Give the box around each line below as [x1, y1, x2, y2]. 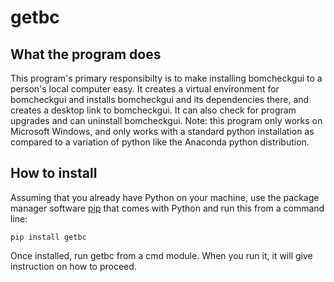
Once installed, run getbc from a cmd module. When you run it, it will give [10, 249, 313, 261]
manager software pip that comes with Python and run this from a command [10, 202, 325, 214]
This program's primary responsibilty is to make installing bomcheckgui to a [10, 72, 323, 84]
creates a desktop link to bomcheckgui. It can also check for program [10, 104, 297, 116]
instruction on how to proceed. [10, 260, 137, 272]
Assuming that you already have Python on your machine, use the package [10, 191, 320, 203]
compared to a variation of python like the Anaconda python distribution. [10, 136, 310, 148]
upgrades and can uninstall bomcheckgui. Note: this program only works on [10, 115, 323, 126]
